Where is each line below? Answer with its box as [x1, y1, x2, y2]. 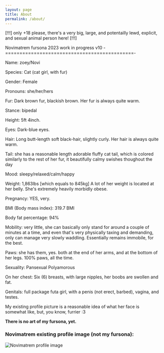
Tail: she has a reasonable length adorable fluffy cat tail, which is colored [5, 151, 154, 157]
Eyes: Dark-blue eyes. [5, 127, 50, 132]
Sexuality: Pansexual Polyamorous [5, 265, 75, 270]
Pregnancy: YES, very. [5, 196, 51, 202]
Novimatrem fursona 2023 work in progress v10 [5, 45, 103, 51]
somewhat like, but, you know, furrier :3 [5, 309, 86, 315]
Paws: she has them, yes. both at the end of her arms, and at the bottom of [5, 250, 158, 256]
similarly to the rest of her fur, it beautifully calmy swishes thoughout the [5, 156, 153, 162]
